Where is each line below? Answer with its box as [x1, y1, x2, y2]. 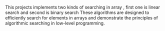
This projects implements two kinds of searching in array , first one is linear [5, 4, 160, 10]
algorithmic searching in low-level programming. [5, 20, 105, 26]
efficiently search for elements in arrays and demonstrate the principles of [5, 15, 158, 20]
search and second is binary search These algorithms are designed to [5, 9, 149, 15]
